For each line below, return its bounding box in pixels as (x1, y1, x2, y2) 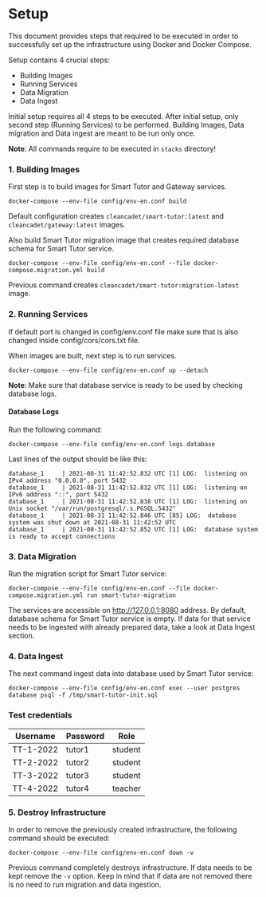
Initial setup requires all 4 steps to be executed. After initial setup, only (8, 111, 239, 121)
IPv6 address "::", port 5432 (8, 490, 109, 499)
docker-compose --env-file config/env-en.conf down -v (8, 848, 194, 856)
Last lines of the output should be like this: (8, 454, 147, 464)
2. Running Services (8, 309, 88, 320)
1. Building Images (8, 164, 80, 175)
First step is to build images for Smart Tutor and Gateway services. (8, 182, 227, 192)
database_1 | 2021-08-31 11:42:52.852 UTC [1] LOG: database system (8, 525, 259, 533)
